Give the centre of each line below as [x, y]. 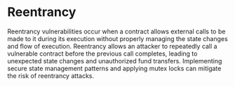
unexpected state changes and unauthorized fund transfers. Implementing [115, 61]
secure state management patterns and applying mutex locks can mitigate [114, 68]
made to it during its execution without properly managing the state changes [117, 38]
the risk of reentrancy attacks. [51, 76]
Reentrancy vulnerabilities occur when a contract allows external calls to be [116, 31]
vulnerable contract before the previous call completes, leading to [102, 54]
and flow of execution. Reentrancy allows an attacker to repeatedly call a [112, 46]
